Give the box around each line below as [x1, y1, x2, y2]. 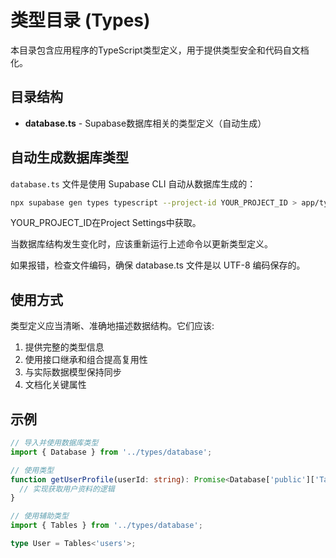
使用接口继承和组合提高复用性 [24, 354, 148, 366]
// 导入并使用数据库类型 [10, 438, 99, 448]
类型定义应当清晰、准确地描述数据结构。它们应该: [10, 320, 215, 332]
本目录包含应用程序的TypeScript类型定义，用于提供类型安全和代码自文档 [10, 44, 310, 56]
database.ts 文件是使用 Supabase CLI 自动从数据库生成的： [10, 177, 257, 190]
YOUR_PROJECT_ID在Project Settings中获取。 [10, 217, 202, 229]
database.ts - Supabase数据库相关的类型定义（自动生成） [24, 117, 267, 129]
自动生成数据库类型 [10, 149, 129, 166]
